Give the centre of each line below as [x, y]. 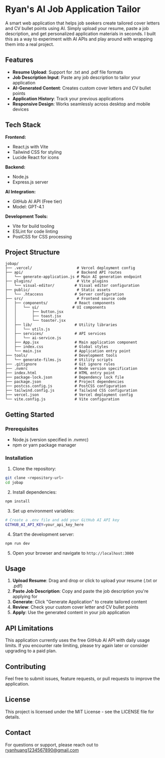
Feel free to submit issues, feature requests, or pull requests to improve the [82, 679]
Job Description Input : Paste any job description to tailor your [76, 77]
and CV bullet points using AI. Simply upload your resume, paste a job [77, 28]
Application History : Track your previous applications [68, 98]
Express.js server [30, 182]
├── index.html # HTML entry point [60, 373]
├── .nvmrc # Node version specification [71, 369]
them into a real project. [30, 44]
